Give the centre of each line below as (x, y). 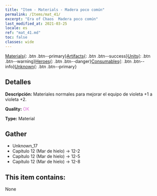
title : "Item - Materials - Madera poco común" (55, 10)
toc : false (16, 38)
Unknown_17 (25, 146)
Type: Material (20, 118)
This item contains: (35, 177)
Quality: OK (17, 109)
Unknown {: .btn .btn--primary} (46, 66)
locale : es (16, 28)
